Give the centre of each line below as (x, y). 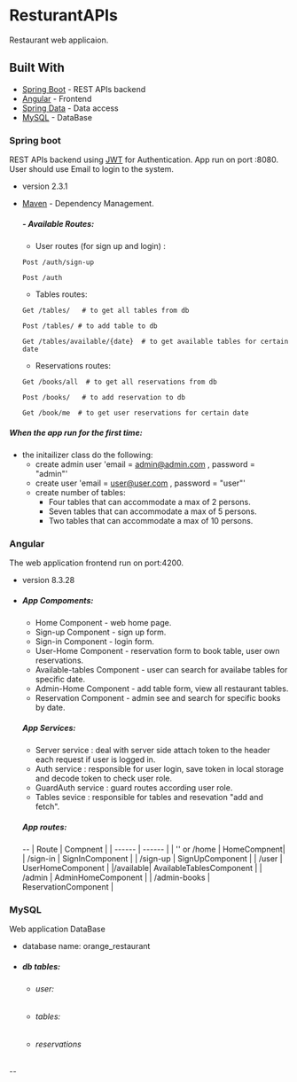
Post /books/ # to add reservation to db (104, 398)
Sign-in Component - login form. (95, 642)
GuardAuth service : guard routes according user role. (134, 788)
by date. (50, 708)
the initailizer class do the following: (87, 455)
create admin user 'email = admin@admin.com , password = (145, 464)
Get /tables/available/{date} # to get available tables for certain (155, 342)
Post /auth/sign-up (58, 262)
